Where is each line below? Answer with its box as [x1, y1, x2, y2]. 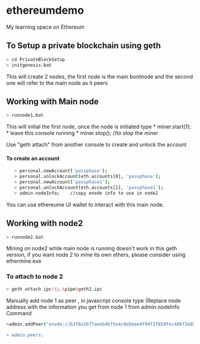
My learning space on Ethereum [6, 23, 85, 30]
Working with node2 [6, 219, 83, 229]
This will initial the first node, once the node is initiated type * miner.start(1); [6, 123, 192, 130]
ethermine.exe [6, 257, 42, 265]
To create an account [6, 155, 60, 162]
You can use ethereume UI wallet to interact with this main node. [6, 201, 164, 208]
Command [6, 309, 32, 317]
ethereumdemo [6, 4, 85, 17]
